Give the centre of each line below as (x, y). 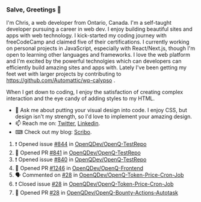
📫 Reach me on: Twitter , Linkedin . (57, 124)
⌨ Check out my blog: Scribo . (53, 132)
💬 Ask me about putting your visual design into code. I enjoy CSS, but (101, 110)
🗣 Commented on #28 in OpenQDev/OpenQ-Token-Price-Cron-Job (99, 175)
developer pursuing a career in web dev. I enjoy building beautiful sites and (99, 29)
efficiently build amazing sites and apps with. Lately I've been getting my (96, 68)
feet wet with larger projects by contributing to (64, 74)
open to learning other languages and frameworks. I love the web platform (98, 55)
